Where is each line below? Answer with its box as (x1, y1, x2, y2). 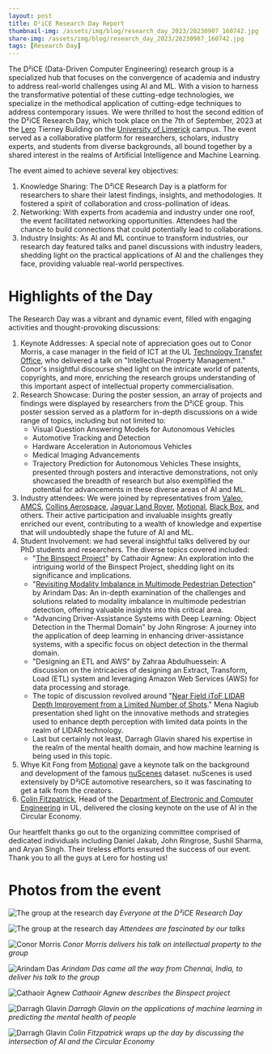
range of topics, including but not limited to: (19, 416, 166, 426)
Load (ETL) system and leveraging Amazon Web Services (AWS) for (32, 674, 259, 684)
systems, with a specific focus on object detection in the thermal (32, 640, 249, 649)
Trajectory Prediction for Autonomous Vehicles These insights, (32, 459, 241, 469)
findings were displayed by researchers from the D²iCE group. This (19, 398, 244, 409)
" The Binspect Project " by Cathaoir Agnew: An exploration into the (32, 554, 254, 563)
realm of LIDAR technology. (32, 725, 124, 735)
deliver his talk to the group (8, 972, 100, 982)
